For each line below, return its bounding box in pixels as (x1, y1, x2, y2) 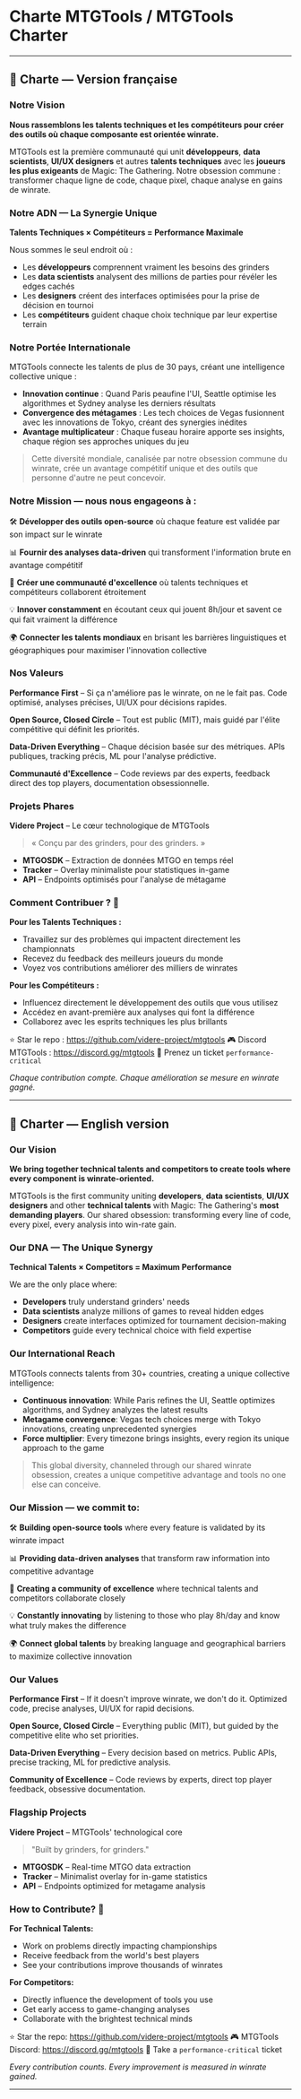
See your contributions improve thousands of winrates (21, 1959, 224, 1970)
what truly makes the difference (9, 1620, 127, 1630)
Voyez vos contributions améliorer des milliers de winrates (21, 963, 238, 973)
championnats (21, 944, 75, 954)
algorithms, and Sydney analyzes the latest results (21, 1404, 209, 1415)
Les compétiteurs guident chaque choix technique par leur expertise (21, 309, 278, 320)
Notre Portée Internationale (9, 341, 132, 353)
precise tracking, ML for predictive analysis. (9, 1757, 172, 1767)
